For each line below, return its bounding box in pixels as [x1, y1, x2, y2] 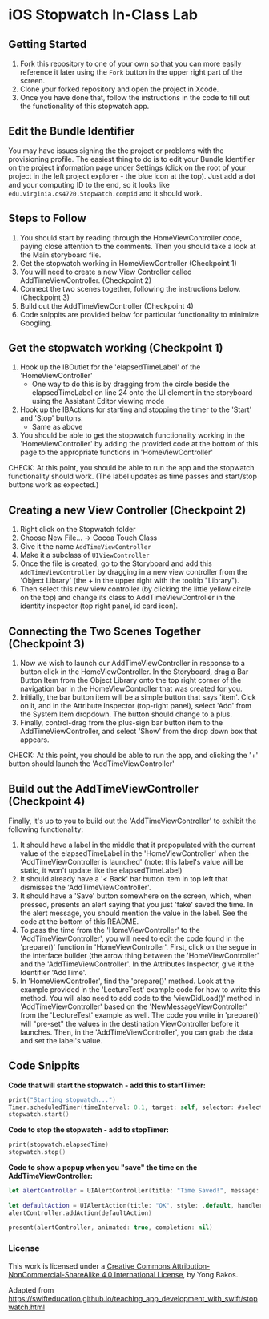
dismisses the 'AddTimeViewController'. [19, 882, 151, 892]
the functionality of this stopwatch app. [19, 102, 150, 111]
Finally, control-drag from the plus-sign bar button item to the [19, 718, 223, 728]
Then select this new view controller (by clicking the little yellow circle [19, 584, 251, 594]
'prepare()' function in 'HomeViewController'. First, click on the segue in [19, 942, 258, 951]
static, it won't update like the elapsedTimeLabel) [19, 865, 183, 875]
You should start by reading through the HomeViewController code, [19, 232, 243, 242]
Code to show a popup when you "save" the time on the [8, 1163, 198, 1172]
